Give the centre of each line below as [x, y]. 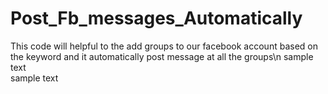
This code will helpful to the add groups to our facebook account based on [164, 46]
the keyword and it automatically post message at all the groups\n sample [162, 56]
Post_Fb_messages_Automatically [156, 18]
